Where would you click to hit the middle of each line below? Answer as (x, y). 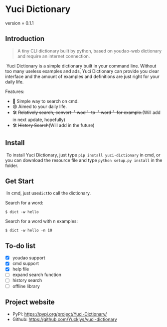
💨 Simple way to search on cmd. (45, 101)
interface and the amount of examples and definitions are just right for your (82, 76)
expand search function (37, 275)
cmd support (25, 263)
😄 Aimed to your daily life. (40, 106)
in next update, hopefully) (39, 119)
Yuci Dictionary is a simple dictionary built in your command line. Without (81, 65)
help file (21, 269)
